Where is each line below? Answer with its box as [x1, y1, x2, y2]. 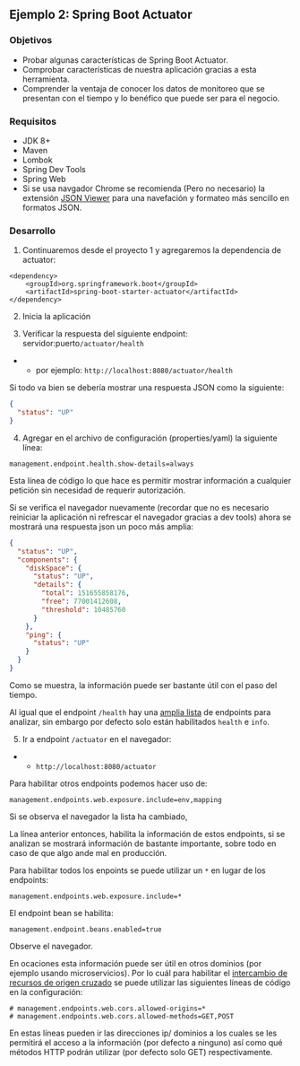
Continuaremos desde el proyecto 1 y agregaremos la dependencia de [21, 245, 282, 256]
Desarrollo [9, 224, 56, 237]
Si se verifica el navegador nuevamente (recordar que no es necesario [9, 502, 270, 512]
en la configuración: [9, 986, 83, 997]
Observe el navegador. [9, 940, 94, 951]
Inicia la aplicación [21, 311, 91, 322]
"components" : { [17, 555, 78, 564]
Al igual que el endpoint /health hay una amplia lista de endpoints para [9, 706, 271, 717]
